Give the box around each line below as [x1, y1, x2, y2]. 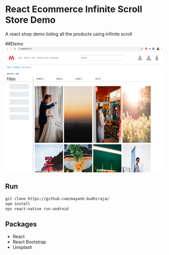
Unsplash [12, 244, 33, 250]
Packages [5, 220, 37, 229]
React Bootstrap [12, 238, 46, 245]
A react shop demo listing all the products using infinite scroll [5, 31, 133, 37]
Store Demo [5, 14, 56, 26]
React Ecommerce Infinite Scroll [5, 4, 142, 15]
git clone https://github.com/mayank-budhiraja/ [5, 196, 109, 201]
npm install [5, 201, 30, 206]
